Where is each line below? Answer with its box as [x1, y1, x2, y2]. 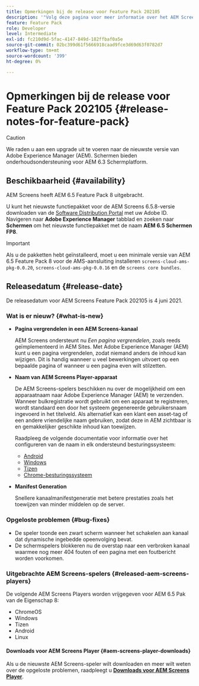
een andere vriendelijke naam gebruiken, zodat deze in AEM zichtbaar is [14, 417, 191, 424]
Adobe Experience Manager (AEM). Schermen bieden [6, 152, 137, 159]
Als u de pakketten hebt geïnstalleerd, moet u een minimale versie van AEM [6, 251, 191, 259]
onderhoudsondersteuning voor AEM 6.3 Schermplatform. [6, 158, 148, 165]
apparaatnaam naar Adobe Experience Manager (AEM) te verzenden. [14, 391, 184, 399]
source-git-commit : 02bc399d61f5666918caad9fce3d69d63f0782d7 [6, 42, 163, 48]
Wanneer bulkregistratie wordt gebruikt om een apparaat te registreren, [14, 398, 190, 405]
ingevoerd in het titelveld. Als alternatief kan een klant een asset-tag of [14, 411, 188, 418]
